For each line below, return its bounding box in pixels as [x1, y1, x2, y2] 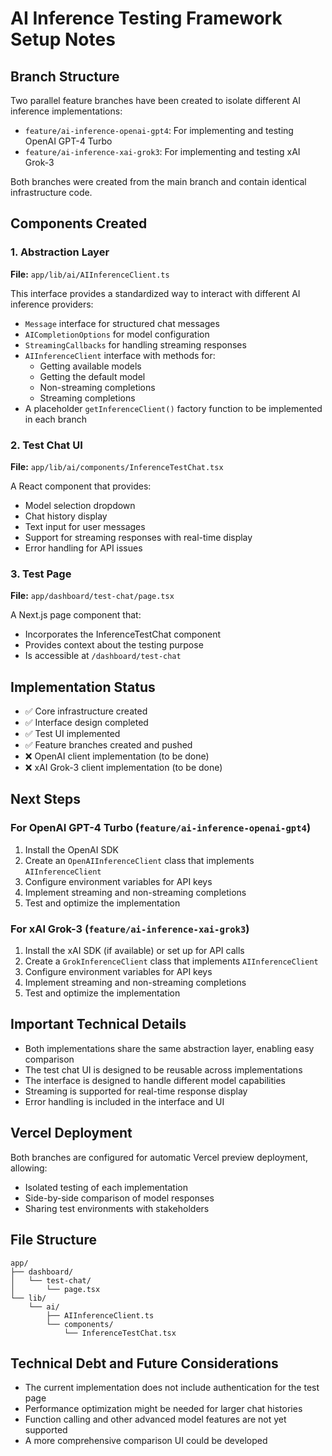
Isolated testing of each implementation [24, 1181, 188, 1193]
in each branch [24, 413, 88, 425]
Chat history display [24, 510, 108, 522]
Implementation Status [10, 678, 156, 696]
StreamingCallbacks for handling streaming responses [24, 338, 247, 351]
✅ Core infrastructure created [24, 705, 148, 717]
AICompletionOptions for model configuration [24, 328, 210, 340]
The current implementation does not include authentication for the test [24, 1382, 320, 1394]
